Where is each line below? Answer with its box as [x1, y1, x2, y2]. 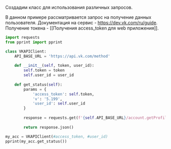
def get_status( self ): [14, 82, 63, 87]
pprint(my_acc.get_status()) [5, 139, 67, 144]
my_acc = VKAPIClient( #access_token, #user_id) [5, 134, 108, 139]
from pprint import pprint [5, 39, 63, 45]
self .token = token [23, 68, 65, 73]
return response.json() [23, 125, 74, 130]
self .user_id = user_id [23, 72, 74, 78]
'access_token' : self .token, [32, 91, 95, 96]
